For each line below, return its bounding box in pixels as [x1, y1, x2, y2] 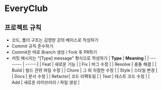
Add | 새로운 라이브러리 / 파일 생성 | [11, 79, 80, 85]
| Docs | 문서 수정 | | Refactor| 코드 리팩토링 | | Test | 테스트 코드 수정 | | [11, 74, 150, 79]
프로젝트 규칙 [4, 23, 42, 31]
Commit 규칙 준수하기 [11, 43, 54, 49]
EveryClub [4, 3, 48, 14]
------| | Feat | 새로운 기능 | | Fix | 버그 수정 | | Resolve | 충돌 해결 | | [25, 61, 157, 67]
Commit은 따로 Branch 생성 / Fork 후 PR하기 [11, 49, 97, 55]
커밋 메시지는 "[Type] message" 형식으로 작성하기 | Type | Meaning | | [11, 55, 149, 61]
